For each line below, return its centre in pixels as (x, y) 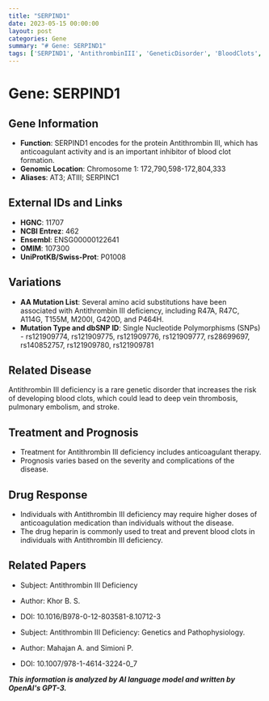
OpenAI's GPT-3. (38, 688)
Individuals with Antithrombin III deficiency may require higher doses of (139, 515)
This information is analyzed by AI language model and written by (122, 679)
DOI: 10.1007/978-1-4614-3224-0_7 (78, 663)
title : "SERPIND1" (39, 16)
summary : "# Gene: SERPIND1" (57, 46)
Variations (35, 282)
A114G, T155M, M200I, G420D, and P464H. (92, 319)
